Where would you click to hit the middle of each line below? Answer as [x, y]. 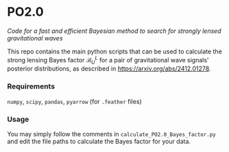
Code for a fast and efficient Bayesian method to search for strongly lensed [114, 31]
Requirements [31, 86]
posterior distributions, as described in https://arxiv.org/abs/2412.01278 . [109, 68]
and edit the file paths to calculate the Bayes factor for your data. [99, 141]
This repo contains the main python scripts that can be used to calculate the [115, 51]
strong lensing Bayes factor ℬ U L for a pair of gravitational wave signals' [108, 60]
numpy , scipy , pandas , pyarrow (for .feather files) [74, 101]
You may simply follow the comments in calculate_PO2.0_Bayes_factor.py [111, 134]
